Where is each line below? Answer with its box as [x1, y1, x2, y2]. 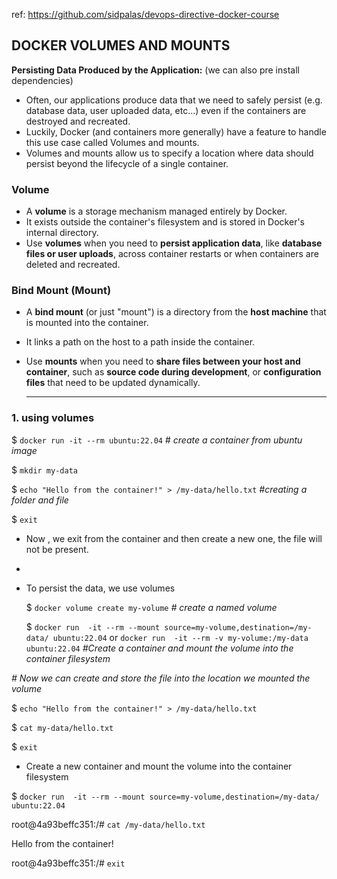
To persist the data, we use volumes [25, 582, 176, 594]
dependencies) [11, 74, 74, 86]
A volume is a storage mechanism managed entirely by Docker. [25, 205, 288, 218]
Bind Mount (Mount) [11, 284, 112, 298]
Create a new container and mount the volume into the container [25, 760, 293, 772]
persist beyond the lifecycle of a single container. [25, 157, 229, 169]
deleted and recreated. [25, 259, 121, 271]
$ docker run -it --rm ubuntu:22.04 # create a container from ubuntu [11, 434, 303, 446]
